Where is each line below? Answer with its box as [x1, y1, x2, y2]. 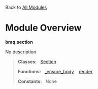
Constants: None [17, 78, 57, 84]
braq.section [5, 39, 33, 45]
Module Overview [5, 22, 82, 34]
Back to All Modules [5, 5, 47, 10]
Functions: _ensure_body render [17, 68, 93, 74]
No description [5, 48, 37, 55]
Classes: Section [17, 58, 57, 65]
